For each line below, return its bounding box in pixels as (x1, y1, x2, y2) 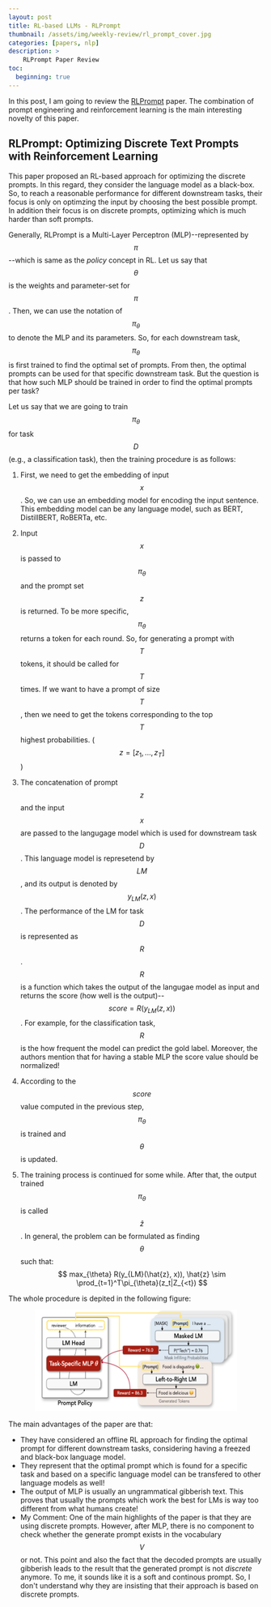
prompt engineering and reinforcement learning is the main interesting (8, 105, 243, 114)
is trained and (19, 1129, 66, 1139)
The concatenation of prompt (19, 778, 119, 788)
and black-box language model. (19, 1451, 126, 1462)
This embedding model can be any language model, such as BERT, (19, 503, 243, 514)
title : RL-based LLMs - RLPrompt (8, 21, 121, 30)
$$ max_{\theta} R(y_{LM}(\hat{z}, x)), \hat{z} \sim (57, 1269, 227, 1279)
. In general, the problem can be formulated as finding (19, 1231, 200, 1241)
